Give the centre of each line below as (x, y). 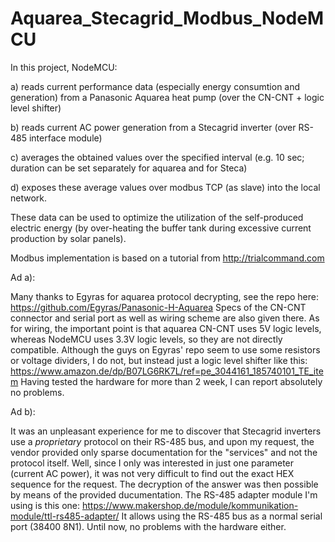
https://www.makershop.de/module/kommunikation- (190, 505)
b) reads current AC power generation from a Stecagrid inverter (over (153, 127)
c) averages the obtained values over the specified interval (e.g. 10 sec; (157, 157)
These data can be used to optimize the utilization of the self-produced (157, 217)
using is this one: (45, 505)
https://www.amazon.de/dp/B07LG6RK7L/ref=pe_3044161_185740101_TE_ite (167, 371)
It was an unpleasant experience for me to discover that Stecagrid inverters (166, 431)
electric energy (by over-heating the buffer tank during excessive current (161, 228)
